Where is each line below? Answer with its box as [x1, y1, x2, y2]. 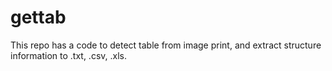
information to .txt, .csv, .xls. [10, 49, 128, 61]
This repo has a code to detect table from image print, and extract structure [10, 39, 322, 51]
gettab [10, 6, 67, 29]
